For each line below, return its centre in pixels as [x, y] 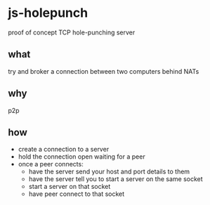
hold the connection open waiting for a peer [82, 157]
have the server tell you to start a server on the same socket [116, 179]
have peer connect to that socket [77, 194]
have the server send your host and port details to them [109, 172]
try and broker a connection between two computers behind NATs [104, 71]
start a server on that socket [70, 187]
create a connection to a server [64, 150]
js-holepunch [48, 13]
